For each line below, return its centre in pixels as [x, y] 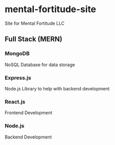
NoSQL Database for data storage [40, 65]
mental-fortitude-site [50, 9]
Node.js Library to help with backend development [57, 88]
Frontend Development [28, 113]
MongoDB [17, 54]
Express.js [18, 78]
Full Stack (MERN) [34, 39]
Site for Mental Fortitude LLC [35, 23]
